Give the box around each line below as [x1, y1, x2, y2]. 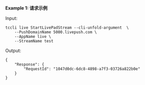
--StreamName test [14, 38, 54, 44]
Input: [5, 15, 18, 21]
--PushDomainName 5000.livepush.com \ [14, 30, 97, 35]
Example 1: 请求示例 [5, 5, 47, 11]
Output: [5, 48, 21, 53]
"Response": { [14, 62, 44, 67]
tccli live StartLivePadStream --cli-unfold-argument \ [5, 25, 129, 30]
